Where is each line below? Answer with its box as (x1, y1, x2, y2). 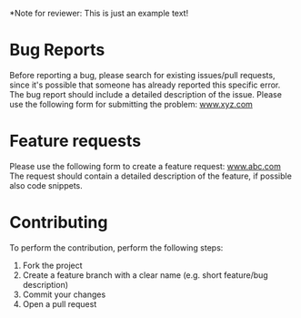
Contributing (9, 212, 108, 233)
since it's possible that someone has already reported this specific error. (9, 79, 281, 90)
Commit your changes (22, 289, 106, 300)
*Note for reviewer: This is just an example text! (9, 8, 189, 18)
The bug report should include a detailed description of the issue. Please (9, 88, 282, 99)
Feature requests (9, 131, 142, 151)
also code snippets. (9, 180, 84, 190)
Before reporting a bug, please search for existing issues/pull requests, (9, 69, 276, 80)
